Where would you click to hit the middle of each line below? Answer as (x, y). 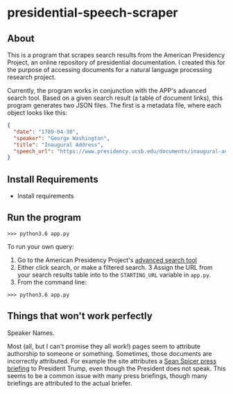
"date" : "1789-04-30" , (46, 132)
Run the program (44, 217)
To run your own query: (41, 246)
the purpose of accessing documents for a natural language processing (110, 70)
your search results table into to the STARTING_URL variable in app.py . (114, 275)
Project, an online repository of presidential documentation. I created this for (116, 62)
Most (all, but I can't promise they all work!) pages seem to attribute (104, 346)
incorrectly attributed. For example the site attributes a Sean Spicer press (112, 361)
